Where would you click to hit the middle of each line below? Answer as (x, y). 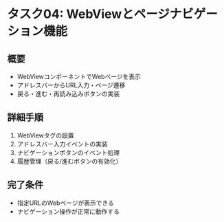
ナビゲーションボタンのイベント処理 (68, 153)
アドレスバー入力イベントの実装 (62, 144)
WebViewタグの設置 (45, 135)
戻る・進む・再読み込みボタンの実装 (68, 94)
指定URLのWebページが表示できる (66, 203)
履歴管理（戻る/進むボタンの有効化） (69, 161)
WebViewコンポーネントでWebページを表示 (79, 77)
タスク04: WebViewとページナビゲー (113, 14)
